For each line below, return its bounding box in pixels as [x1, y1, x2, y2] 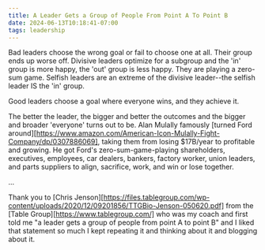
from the [225, 201, 254, 211]
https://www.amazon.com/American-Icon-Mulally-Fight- [36, 129, 220, 138]
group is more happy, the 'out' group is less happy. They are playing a [8, 65, 236, 74]
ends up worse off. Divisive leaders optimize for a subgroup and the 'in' [8, 56, 241, 65]
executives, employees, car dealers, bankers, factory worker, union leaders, [8, 154, 256, 163]
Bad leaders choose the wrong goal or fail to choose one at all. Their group [8, 48, 253, 58]
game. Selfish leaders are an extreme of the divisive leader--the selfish [23, 73, 256, 83]
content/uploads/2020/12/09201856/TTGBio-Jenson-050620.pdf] [8, 201, 225, 211]
